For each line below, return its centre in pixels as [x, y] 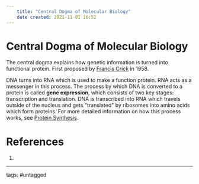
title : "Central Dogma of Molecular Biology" [74, 11]
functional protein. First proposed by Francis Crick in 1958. [78, 69]
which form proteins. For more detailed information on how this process [94, 111]
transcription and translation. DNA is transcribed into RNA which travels [93, 99]
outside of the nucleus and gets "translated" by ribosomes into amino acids [98, 105]
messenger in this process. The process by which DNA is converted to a [94, 87]
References [35, 142]
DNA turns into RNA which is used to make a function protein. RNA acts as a [99, 80]
